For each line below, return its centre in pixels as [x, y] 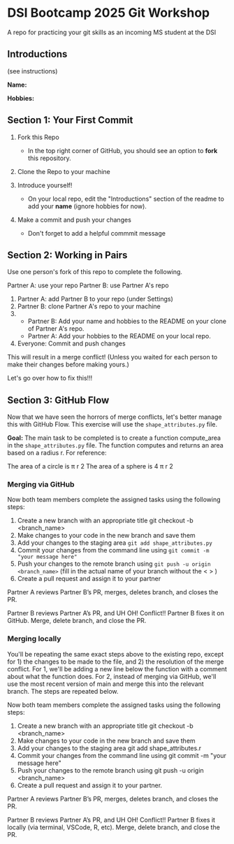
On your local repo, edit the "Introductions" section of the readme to [126, 199]
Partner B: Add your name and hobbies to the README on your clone [127, 321]
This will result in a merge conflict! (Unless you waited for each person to [112, 357]
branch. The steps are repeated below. [63, 691]
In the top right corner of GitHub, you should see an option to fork [123, 150]
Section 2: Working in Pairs [67, 255]
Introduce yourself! [45, 185]
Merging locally [34, 639]
